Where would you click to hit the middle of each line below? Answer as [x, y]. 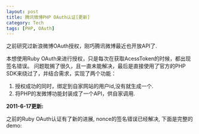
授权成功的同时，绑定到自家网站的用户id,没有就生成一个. [84, 86]
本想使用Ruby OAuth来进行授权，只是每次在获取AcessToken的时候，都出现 [99, 59]
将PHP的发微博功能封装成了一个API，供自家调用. [75, 94]
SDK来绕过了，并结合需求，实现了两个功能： [61, 74]
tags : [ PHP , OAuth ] [30, 28]
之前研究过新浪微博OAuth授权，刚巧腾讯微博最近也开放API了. [82, 46]
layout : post [22, 12]
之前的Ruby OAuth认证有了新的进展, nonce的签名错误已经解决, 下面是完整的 [99, 119]
